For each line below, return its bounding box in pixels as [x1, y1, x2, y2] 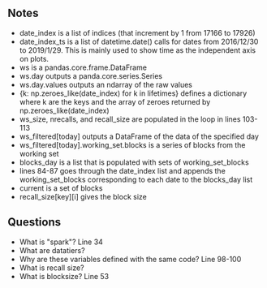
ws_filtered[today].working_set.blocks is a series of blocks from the [19, 140, 246, 149]
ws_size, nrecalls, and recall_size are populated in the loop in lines [19, 114, 241, 124]
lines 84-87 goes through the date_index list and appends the [19, 165, 226, 175]
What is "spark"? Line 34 [19, 237, 103, 247]
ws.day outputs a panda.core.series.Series [19, 71, 163, 80]
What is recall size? [19, 263, 84, 273]
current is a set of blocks [19, 183, 103, 193]
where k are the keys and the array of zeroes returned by [19, 97, 211, 106]
